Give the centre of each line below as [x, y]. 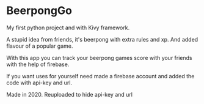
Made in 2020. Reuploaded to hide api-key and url [70, 94]
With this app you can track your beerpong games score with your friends [99, 58]
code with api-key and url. [39, 83]
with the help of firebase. [38, 64]
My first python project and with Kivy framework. [68, 28]
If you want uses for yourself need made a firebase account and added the [100, 76]
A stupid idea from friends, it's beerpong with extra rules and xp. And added [102, 39]
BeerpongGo [39, 11]
